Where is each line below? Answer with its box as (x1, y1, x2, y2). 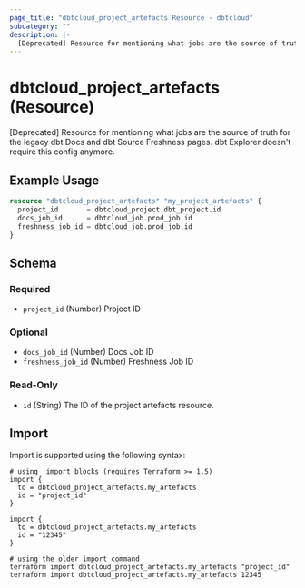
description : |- (9, 30, 71, 39)
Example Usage (9, 172, 100, 188)
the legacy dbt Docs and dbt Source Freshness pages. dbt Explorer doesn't (9, 137, 291, 148)
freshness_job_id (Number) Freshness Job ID (22, 356, 194, 367)
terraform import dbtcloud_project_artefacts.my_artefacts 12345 (9, 571, 261, 580)
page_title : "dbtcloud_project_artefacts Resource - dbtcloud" (9, 13, 254, 23)
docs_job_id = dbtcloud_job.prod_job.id (17, 213, 193, 222)
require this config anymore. (9, 146, 115, 157)
